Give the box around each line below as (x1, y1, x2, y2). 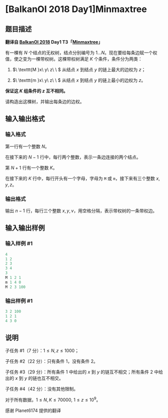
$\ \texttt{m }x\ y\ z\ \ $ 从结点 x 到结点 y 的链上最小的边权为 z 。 (12, 77, 146, 83)
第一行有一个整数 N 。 (5, 143, 50, 149)
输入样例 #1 (5, 240, 33, 247)
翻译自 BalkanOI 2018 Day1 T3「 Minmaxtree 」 (5, 39, 103, 45)
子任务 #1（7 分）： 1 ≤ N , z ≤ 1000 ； (5, 348, 79, 354)
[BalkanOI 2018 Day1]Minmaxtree (5, 4, 147, 15)
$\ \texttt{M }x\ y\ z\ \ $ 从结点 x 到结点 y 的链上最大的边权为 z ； (12, 67, 146, 72)
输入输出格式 (5, 114, 45, 123)
